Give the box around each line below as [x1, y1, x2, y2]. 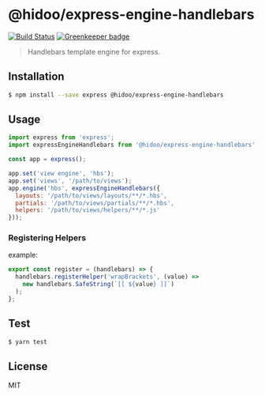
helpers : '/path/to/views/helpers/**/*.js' [15, 206, 160, 214]
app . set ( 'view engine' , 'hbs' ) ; [8, 170, 114, 178]
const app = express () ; [8, 156, 87, 164]
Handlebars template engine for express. [27, 47, 161, 56]
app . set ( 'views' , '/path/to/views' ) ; [8, 176, 132, 185]
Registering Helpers [8, 232, 87, 243]
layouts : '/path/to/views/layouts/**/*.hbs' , [15, 191, 168, 199]
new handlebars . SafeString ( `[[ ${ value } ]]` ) [22, 281, 175, 289]
